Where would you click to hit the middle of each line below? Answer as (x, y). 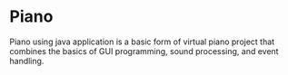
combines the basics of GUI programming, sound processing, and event (144, 51)
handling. (27, 61)
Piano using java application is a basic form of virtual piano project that (142, 42)
